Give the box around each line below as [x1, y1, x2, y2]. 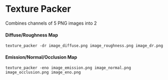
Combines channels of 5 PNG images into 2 [5, 20, 97, 26]
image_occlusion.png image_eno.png [5, 70, 81, 75]
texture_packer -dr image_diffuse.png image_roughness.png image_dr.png [5, 43, 163, 49]
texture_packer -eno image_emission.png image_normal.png [5, 65, 131, 71]
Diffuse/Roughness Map [5, 32, 58, 38]
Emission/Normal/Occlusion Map [5, 54, 78, 60]
